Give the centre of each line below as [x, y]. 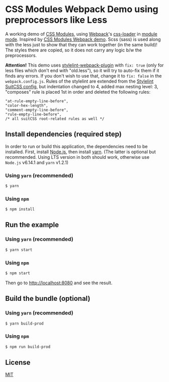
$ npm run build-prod [28, 347]
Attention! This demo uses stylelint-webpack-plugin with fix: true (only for [84, 65]
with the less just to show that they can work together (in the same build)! [81, 44]
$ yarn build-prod [24, 324]
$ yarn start [19, 250]
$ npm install [20, 209]
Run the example [32, 225]
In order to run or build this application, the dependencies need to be [76, 146]
